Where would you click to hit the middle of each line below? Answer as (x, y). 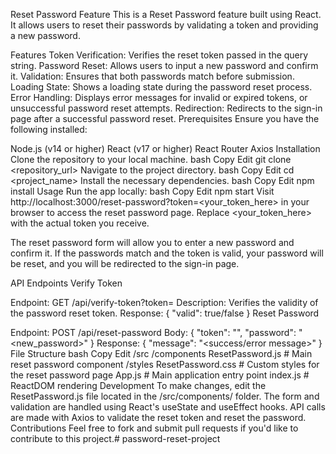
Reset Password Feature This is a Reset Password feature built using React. (166, 14)
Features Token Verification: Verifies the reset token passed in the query (159, 55)
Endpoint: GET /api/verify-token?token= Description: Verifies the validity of (164, 302)
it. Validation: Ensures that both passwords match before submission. (152, 76)
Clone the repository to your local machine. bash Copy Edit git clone (151, 159)
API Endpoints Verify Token (66, 283)
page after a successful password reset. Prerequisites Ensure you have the (165, 118)
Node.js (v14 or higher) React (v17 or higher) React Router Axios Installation (165, 148)
